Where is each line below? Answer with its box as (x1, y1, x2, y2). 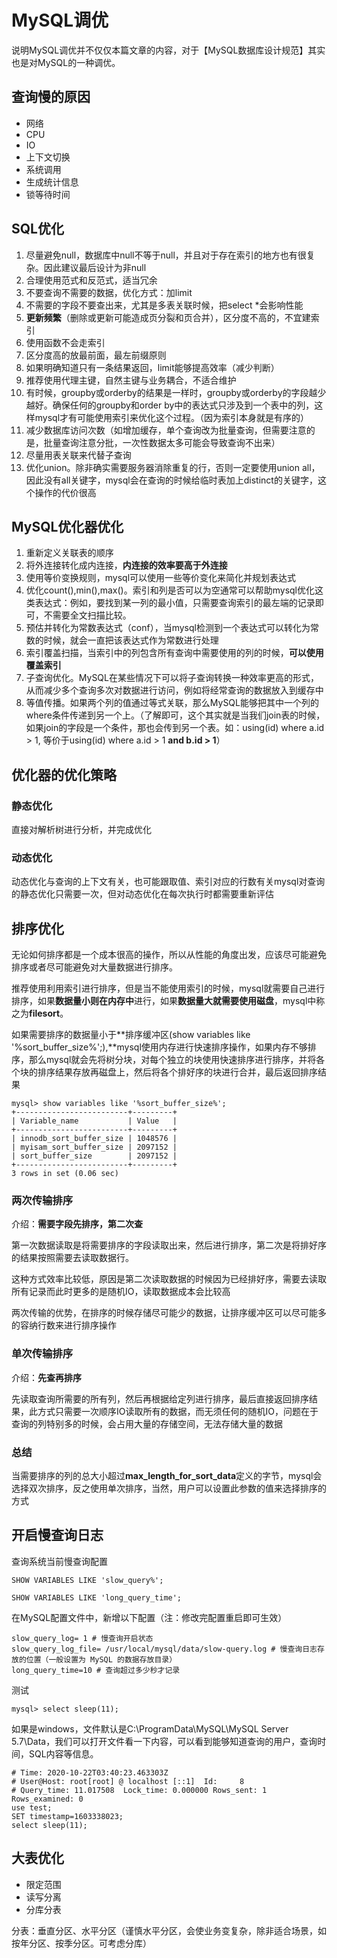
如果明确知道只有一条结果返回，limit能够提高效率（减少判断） (25, 361, 280, 373)
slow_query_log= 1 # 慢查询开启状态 (11, 1633, 154, 1643)
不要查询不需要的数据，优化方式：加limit (25, 286, 193, 298)
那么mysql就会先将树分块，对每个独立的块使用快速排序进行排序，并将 (28, 1054, 317, 1066)
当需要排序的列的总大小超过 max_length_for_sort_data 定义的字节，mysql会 (11, 1470, 323, 1482)
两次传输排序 (11, 1194, 74, 1208)
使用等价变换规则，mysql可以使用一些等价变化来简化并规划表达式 (25, 572, 297, 584)
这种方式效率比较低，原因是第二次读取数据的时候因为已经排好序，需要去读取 (11, 1273, 327, 1285)
